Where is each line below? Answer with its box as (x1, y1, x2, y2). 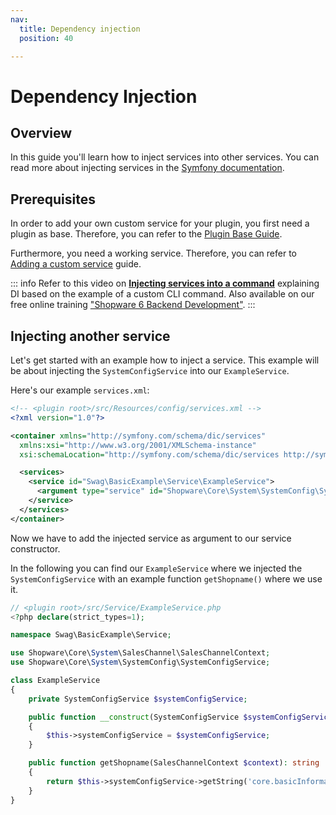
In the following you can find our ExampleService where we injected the (10, 562, 303, 574)
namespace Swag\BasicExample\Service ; (10, 630, 172, 640)
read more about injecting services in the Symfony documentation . (10, 162, 285, 174)
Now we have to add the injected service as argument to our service (10, 532, 292, 544)
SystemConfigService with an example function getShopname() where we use (10, 572, 323, 585)
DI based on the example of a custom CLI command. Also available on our (10, 288, 315, 300)
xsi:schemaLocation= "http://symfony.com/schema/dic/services (19, 449, 280, 460)
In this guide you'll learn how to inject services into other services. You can (10, 151, 320, 163)
